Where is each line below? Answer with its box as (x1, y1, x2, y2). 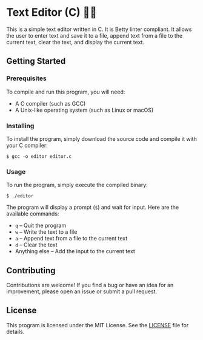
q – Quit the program (15, 222, 67, 229)
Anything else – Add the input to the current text (15, 248, 135, 255)
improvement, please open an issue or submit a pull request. (6, 288, 158, 295)
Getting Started (6, 56, 66, 66)
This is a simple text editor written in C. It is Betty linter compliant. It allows (6, 25, 192, 33)
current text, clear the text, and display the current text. (6, 38, 144, 46)
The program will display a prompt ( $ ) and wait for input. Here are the (6, 203, 179, 211)
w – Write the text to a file (15, 228, 78, 236)
